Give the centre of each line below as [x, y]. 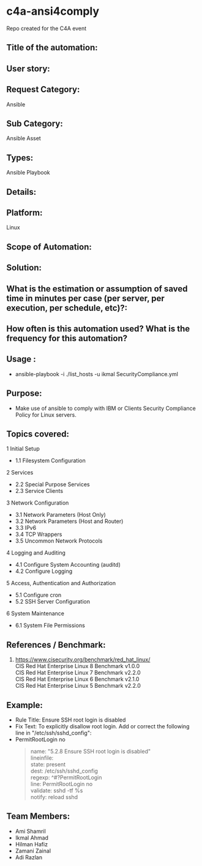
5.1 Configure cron [38, 595]
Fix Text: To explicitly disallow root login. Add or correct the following [102, 726]
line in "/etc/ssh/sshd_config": [53, 733]
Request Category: [43, 89]
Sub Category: [35, 123]
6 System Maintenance [36, 613]
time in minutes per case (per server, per [86, 298]
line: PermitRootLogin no [62, 784]
